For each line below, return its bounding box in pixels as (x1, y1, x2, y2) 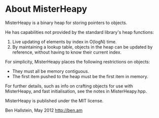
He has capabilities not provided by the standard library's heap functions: (5, 29, 154, 35)
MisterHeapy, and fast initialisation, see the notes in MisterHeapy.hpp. (5, 88, 147, 94)
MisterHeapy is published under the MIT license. (5, 97, 104, 104)
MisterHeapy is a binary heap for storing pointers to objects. (5, 20, 127, 26)
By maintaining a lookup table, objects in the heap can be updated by (12, 44, 153, 50)
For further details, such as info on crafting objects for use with (5, 83, 133, 89)
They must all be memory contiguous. (12, 68, 90, 74)
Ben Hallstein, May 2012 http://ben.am (5, 107, 83, 113)
